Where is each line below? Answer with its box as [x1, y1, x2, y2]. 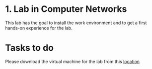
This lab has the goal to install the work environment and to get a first [5, 20, 147, 26]
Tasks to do [5, 42, 54, 54]
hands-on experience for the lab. [5, 25, 73, 31]
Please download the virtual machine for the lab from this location [5, 58, 140, 65]
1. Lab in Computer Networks [5, 3, 127, 15]
